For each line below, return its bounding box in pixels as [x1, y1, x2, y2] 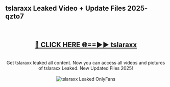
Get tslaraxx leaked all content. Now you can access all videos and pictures [6, 59, 165, 66]
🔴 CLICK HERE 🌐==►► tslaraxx [35, 40, 137, 49]
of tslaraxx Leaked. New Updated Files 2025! [38, 65, 134, 71]
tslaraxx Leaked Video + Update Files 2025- [5, 4, 148, 13]
